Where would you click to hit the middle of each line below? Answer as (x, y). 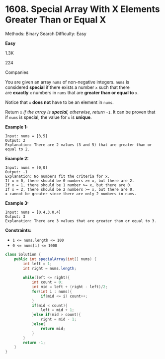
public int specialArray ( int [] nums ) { (55, 259)
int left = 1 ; (38, 264)
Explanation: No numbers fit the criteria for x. (58, 176)
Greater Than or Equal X (56, 20)
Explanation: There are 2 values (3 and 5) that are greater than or (79, 145)
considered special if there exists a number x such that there (68, 87)
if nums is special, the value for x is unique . (48, 117)
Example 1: (17, 127)
